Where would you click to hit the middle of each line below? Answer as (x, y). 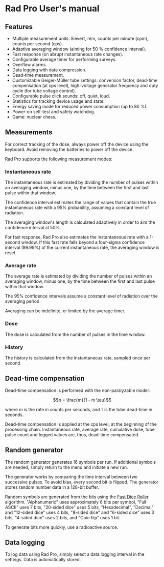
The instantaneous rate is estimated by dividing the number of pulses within (82, 182)
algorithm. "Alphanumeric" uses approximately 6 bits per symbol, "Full (76, 502)
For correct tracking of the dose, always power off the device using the (77, 144)
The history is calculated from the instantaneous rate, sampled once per (78, 358)
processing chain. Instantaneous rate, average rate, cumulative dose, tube (80, 429)
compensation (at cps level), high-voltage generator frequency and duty (85, 86)
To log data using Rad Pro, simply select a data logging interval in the (75, 554)
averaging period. (23, 301)
